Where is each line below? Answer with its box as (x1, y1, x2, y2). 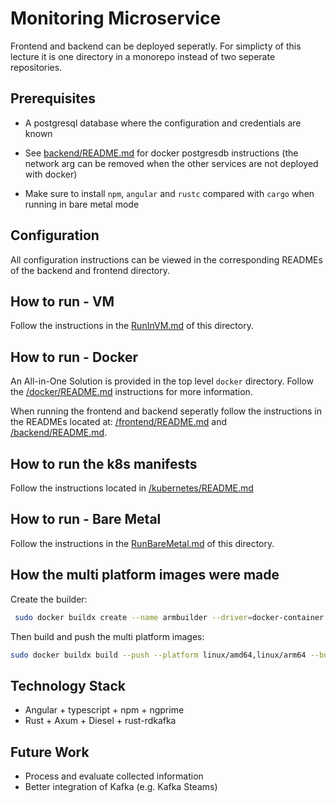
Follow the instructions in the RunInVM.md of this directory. (10, 320, 254, 332)
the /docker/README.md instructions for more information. (10, 386, 253, 398)
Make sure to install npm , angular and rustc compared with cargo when (24, 187, 315, 199)
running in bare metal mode (24, 198, 140, 210)
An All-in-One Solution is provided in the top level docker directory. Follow (10, 375, 314, 387)
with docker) (24, 168, 78, 180)
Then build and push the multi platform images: (10, 630, 205, 642)
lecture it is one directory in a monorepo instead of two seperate (10, 50, 276, 62)
